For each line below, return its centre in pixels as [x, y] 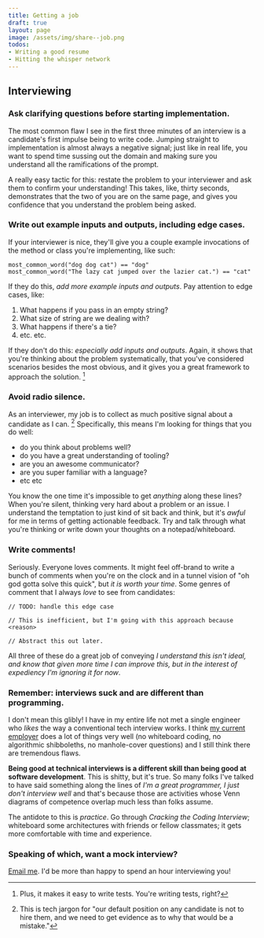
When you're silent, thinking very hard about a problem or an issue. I [119, 504]
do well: [21, 432]
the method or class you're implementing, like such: [92, 250]
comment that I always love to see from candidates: [92, 592]
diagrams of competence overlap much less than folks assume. [111, 802]
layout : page [29, 30]
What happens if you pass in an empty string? [94, 310]
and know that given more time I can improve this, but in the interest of [123, 664]
